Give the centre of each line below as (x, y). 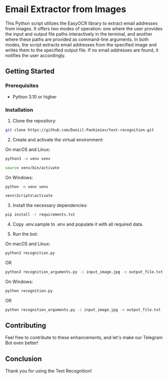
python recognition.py (29, 291)
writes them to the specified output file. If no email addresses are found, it (82, 50)
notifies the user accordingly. (35, 55)
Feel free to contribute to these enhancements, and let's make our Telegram (84, 338)
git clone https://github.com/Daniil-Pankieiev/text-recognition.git (80, 130)
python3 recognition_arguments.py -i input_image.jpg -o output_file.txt (84, 272)
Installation (19, 110)
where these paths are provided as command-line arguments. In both (77, 39)
